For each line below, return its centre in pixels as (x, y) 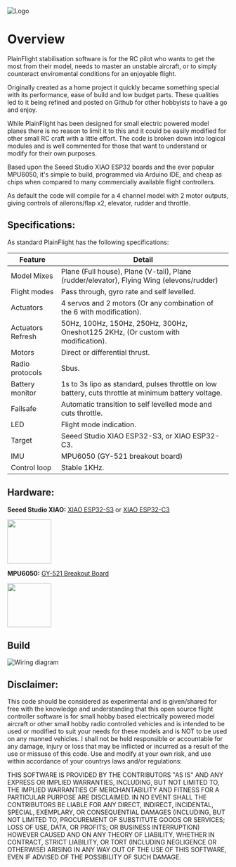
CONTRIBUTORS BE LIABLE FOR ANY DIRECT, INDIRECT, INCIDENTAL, (111, 805)
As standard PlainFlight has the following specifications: (88, 242)
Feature (32, 259)
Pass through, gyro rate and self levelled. (128, 291)
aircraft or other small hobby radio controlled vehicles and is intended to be (116, 724)
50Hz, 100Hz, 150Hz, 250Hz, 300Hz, (124, 323)
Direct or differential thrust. (105, 352)
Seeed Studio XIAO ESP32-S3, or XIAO (126, 436)
